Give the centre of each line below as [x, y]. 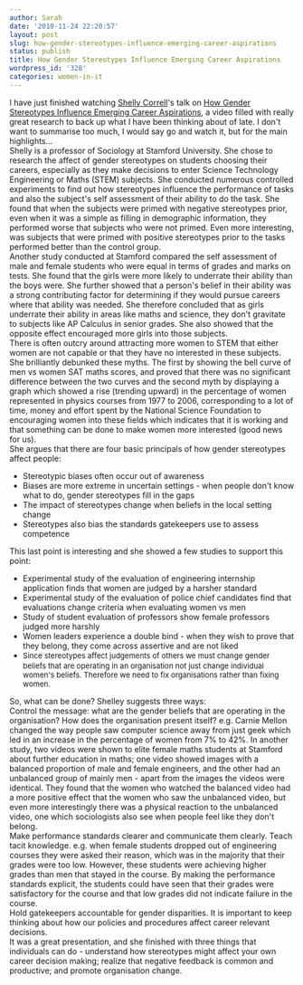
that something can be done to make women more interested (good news [146, 429]
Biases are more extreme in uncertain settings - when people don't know [158, 485]
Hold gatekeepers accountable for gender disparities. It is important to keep [151, 913]
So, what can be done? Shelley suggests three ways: [108, 701]
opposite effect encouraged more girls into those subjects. [118, 333]
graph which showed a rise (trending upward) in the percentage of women [148, 391]
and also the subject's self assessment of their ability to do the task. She [145, 198]
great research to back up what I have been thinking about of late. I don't [145, 121]
